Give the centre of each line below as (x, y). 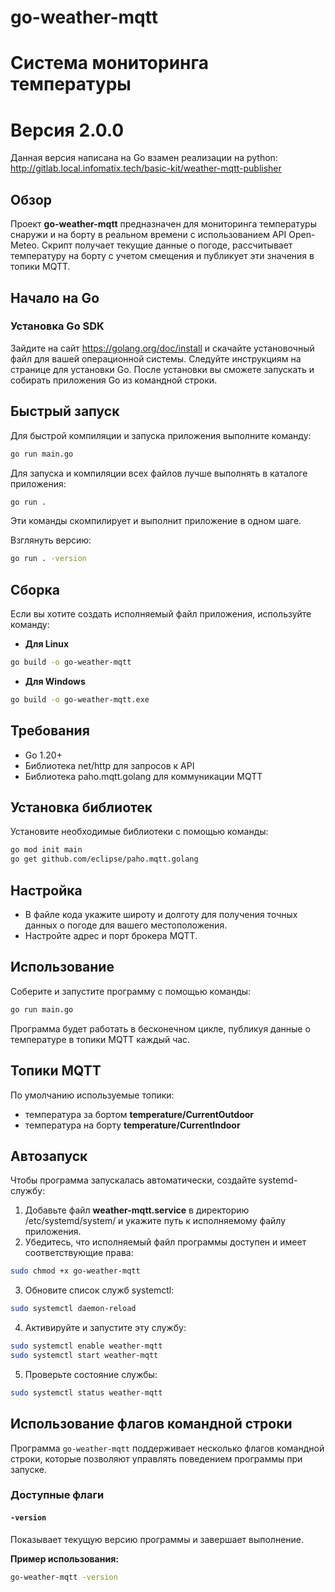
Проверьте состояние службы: (91, 1374)
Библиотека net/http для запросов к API (109, 765)
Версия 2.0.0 (67, 130)
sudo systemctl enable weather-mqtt (86, 1346)
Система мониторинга (110, 63)
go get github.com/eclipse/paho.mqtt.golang (104, 859)
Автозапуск (49, 1156)
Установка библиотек (81, 807)
